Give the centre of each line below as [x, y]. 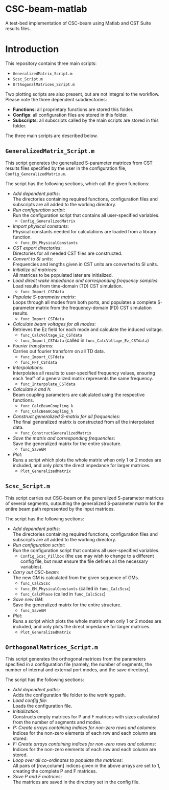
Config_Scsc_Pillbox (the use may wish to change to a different [87, 556]
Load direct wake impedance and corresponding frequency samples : [86, 280]
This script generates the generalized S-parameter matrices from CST [79, 163]
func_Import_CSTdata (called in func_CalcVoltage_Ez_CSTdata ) [84, 340]
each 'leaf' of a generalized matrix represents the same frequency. [83, 378]
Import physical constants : [41, 226]
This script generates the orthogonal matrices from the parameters [76, 659]
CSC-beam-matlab [46, 9]
